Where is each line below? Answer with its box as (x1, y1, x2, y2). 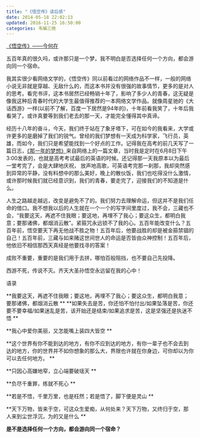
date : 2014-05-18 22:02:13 (6, 14, 73, 20)
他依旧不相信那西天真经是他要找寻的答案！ (6, 242, 111, 249)
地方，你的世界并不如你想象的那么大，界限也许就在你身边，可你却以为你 (16, 348, 194, 355)
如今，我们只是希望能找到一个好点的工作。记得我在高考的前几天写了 (21, 140, 189, 147)
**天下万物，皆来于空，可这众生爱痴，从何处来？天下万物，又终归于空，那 (6, 405, 189, 412)
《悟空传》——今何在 (6, 42, 58, 49)
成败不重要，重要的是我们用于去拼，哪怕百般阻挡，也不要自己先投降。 (6, 254, 179, 262)
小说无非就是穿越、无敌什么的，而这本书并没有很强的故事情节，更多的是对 (6, 83, 189, 90)
